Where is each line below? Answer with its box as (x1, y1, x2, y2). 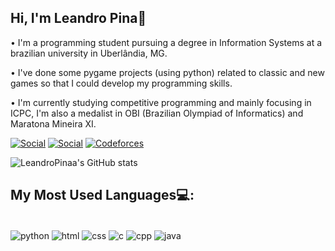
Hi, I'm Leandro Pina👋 (10, 10, 147, 27)
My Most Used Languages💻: (10, 187, 195, 204)
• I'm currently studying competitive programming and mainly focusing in (10, 96, 312, 108)
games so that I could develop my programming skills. (10, 77, 233, 89)
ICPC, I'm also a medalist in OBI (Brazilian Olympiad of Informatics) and (10, 107, 304, 119)
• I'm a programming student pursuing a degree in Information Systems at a (10, 36, 323, 48)
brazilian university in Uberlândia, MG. (10, 47, 168, 59)
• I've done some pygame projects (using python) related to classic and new (10, 66, 325, 78)
